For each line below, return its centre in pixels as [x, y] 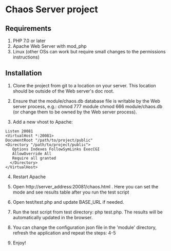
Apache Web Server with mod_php [50, 46]
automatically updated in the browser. [53, 217]
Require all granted [34, 158]
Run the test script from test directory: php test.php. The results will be [88, 212]
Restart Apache [29, 177]
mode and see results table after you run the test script [71, 192]
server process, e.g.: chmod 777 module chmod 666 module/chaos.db [88, 106]
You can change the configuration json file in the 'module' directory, [84, 227]
